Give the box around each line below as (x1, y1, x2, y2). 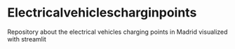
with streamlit (7, 35, 47, 43)
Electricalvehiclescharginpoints (7, 5, 197, 21)
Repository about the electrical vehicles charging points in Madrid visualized (7, 28, 228, 36)
